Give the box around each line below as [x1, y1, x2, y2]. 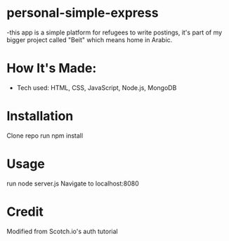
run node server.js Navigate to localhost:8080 [6, 179, 140, 188]
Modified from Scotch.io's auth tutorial [6, 227, 118, 235]
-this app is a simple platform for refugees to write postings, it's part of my [6, 28, 223, 37]
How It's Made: [6, 60, 97, 77]
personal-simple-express [6, 5, 159, 21]
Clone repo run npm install [6, 131, 84, 140]
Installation [6, 108, 74, 124]
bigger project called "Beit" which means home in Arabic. [6, 35, 173, 44]
